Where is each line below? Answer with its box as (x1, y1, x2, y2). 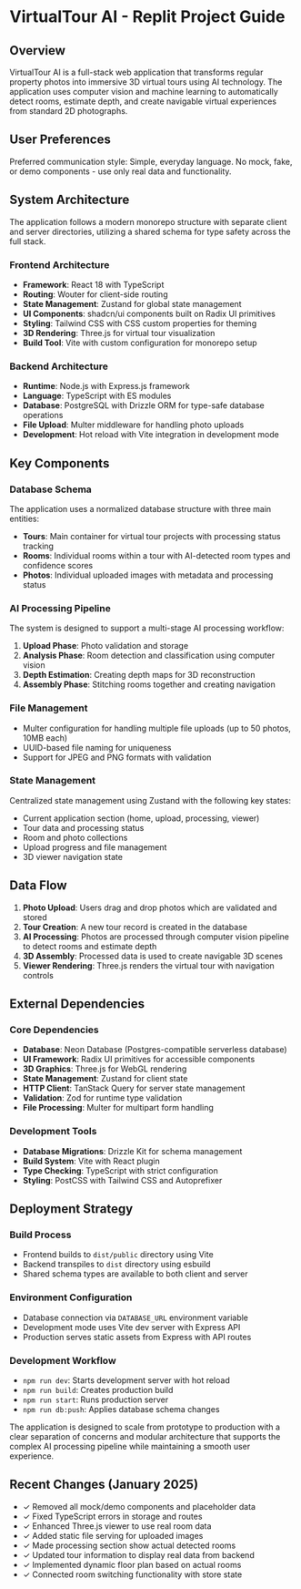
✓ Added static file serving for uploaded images (22, 1530, 204, 1541)
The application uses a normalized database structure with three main (9, 503, 272, 514)
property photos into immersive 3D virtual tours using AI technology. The (9, 77, 283, 87)
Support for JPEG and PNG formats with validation (22, 752, 212, 763)
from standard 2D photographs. (9, 106, 128, 116)
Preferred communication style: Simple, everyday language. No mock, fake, (9, 156, 293, 167)
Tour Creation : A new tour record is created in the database (22, 921, 248, 932)
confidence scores (22, 559, 94, 570)
